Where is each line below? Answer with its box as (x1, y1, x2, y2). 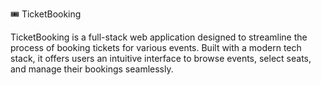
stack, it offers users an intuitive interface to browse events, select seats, (10, 53, 312, 64)
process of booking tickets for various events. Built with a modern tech (10, 42, 302, 53)
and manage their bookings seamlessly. (10, 63, 174, 75)
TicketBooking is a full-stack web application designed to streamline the (10, 31, 308, 43)
